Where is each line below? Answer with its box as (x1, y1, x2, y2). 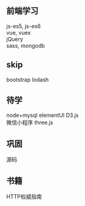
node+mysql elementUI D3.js (6, 112, 79, 119)
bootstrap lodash (6, 76, 49, 83)
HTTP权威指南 (6, 193, 42, 200)
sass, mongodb (6, 42, 46, 49)
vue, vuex (6, 29, 31, 36)
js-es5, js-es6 (6, 22, 41, 29)
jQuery (6, 35, 23, 43)
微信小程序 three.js (6, 119, 53, 127)
